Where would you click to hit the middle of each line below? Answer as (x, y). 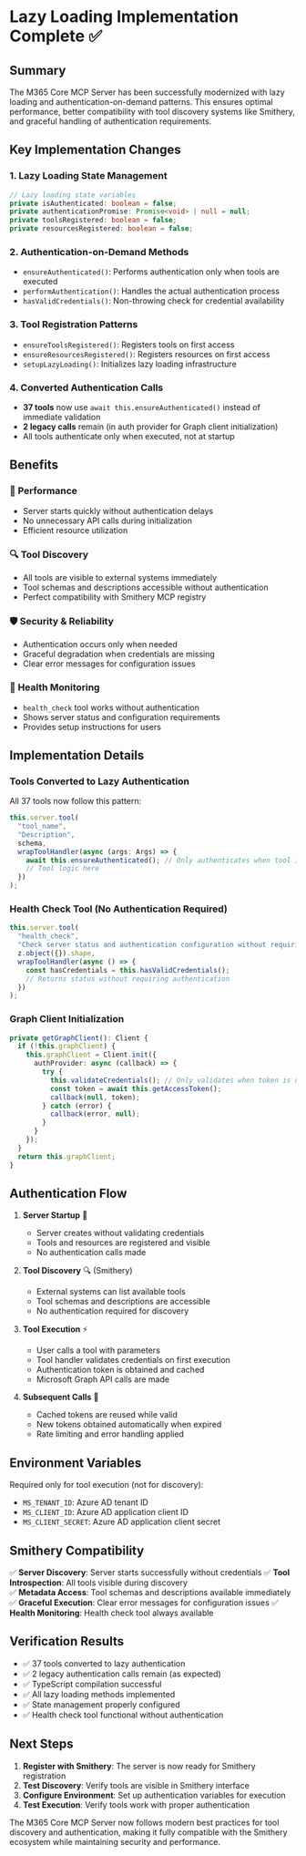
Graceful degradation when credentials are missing (119, 655)
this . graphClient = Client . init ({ (91, 1055)
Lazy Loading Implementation (124, 17)
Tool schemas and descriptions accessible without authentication (145, 587)
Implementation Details (77, 755)
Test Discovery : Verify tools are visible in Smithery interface (136, 1785)
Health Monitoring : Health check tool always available (112, 1613)
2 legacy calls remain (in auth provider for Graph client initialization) (150, 427)
